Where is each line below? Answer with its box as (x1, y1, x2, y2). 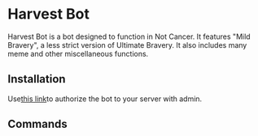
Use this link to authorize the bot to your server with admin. (7, 94, 203, 104)
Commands (7, 117, 68, 131)
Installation (7, 72, 66, 86)
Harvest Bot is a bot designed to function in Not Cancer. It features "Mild (7, 32, 251, 41)
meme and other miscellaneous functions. (7, 49, 149, 58)
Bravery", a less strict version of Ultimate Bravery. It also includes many (7, 40, 247, 49)
